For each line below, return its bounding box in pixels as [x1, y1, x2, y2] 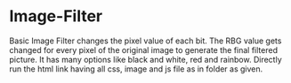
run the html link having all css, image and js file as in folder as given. [9, 64, 263, 74]
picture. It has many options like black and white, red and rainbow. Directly [9, 54, 282, 64]
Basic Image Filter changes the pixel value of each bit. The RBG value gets [9, 35, 282, 46]
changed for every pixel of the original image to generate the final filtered [9, 44, 279, 55]
